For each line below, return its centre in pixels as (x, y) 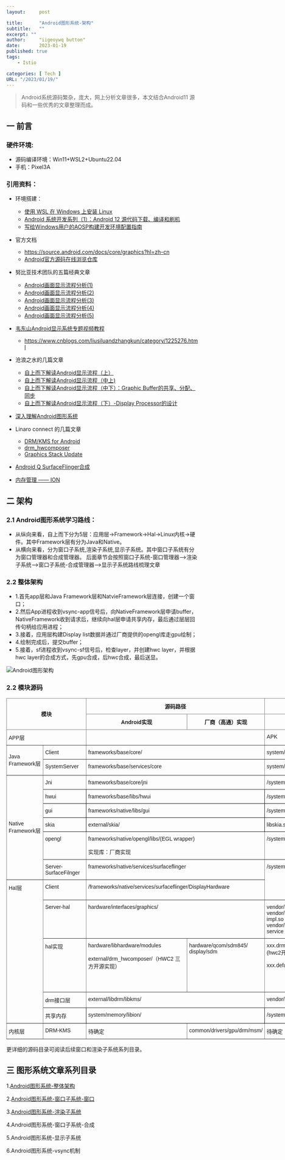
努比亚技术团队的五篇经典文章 (52, 272)
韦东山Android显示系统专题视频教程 (60, 329)
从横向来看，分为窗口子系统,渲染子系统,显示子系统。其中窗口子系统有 (102, 550)
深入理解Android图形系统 (46, 416)
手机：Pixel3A (33, 167)
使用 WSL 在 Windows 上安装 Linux (68, 212)
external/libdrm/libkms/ (115, 999)
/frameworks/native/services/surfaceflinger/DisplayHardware (159, 887)
